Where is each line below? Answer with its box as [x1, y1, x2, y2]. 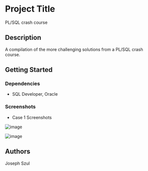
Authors [5, 147, 31, 156]
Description [5, 34, 41, 42]
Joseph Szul [5, 160, 30, 166]
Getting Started [5, 66, 53, 74]
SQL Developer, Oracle [12, 91, 58, 97]
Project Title [5, 3, 55, 15]
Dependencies [5, 80, 40, 87]
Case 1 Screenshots [12, 114, 52, 120]
